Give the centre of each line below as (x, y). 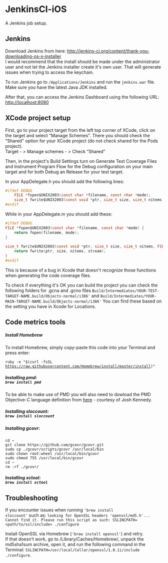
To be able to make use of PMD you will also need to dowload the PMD (78, 395)
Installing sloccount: (27, 411)
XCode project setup (38, 118)
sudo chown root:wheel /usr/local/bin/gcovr (52, 454)
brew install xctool (27, 483)
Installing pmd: (21, 377)
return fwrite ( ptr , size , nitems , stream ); (60, 251)
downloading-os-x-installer (33, 56)
